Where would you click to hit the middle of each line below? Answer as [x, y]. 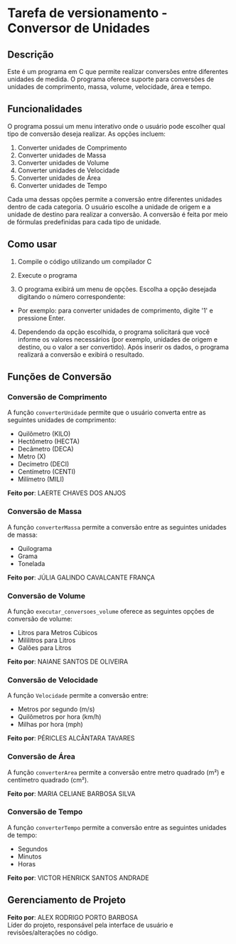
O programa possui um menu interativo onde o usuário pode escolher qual [116, 126]
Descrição [31, 54]
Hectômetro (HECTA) [49, 441]
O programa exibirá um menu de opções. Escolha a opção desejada [117, 289]
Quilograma [34, 548]
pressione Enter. [42, 318]
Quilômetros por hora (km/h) [59, 717]
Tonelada [31, 563]
